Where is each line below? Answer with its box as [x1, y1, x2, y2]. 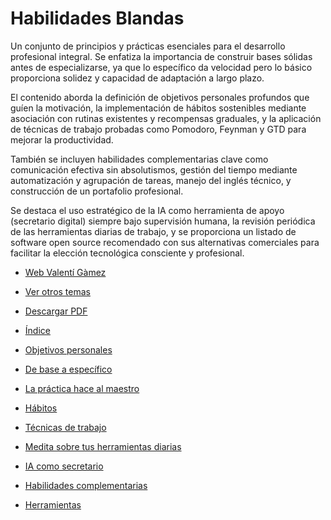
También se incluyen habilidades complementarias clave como [10, 153, 269, 165]
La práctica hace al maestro [24, 382, 140, 394]
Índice [24, 324, 51, 336]
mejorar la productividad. [10, 133, 114, 146]
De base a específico [24, 363, 113, 375]
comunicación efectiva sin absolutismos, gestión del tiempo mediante [10, 163, 298, 176]
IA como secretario [24, 460, 104, 472]
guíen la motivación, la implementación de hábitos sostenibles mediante [10, 102, 307, 114]
